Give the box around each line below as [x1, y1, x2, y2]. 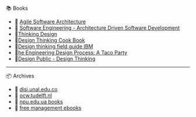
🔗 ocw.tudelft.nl [14, 92, 52, 99]
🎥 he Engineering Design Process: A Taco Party [14, 49, 128, 56]
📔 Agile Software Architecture [14, 18, 86, 25]
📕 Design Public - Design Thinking [14, 55, 96, 62]
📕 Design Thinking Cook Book [14, 37, 85, 44]
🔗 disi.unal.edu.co [14, 86, 58, 93]
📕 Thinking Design [14, 31, 57, 37]
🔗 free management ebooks [14, 104, 82, 111]
